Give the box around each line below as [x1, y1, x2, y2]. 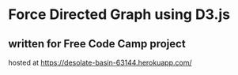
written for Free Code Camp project [8, 37, 186, 51]
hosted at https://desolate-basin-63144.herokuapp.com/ [8, 58, 192, 67]
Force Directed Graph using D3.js [8, 6, 231, 24]
